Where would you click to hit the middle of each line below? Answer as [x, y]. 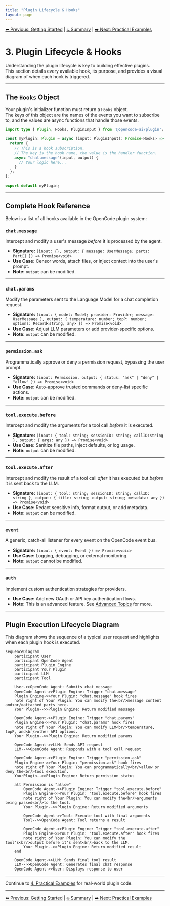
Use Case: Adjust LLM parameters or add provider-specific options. [83, 329]
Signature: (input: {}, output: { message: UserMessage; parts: [81, 251]
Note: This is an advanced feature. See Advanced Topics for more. [82, 604]
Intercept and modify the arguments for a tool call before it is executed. [79, 425]
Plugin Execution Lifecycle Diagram [62, 625]
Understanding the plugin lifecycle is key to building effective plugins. [78, 66]
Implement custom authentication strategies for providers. [66, 589]
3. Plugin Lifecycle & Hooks [64, 52]
